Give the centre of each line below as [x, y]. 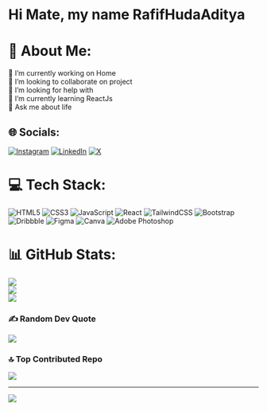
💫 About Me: [50, 51]
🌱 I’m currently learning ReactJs [60, 99]
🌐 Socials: [34, 132]
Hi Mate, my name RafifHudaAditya [127, 15]
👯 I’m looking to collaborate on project [70, 82]
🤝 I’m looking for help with [51, 90]
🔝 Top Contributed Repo [56, 359]
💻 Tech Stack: [57, 185]
